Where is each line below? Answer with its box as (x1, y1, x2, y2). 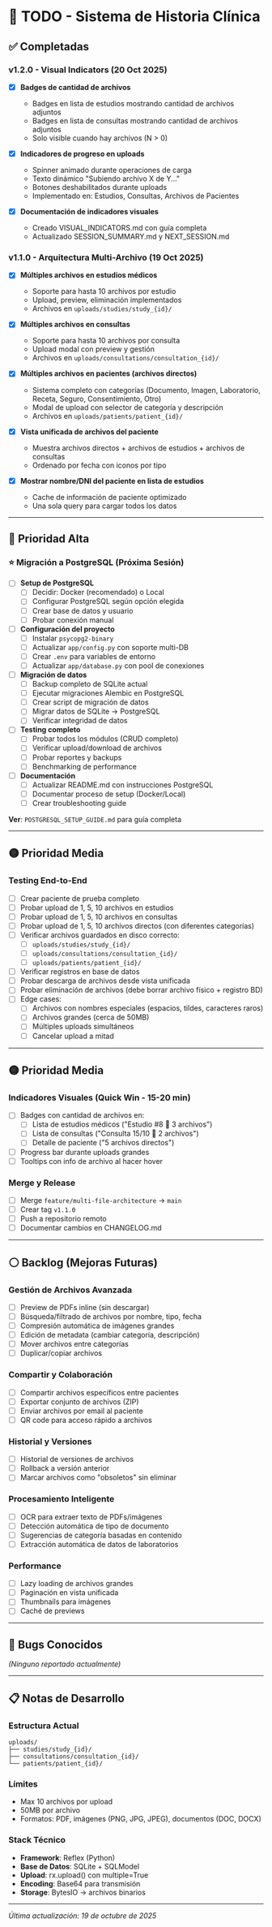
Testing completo (19, 725, 81, 735)
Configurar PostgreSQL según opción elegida (32, 597, 185, 606)
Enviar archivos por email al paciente (19, 1406, 143, 1416)
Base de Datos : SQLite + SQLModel (19, 1861, 140, 1871)
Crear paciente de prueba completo (19, 893, 140, 903)
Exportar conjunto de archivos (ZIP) (19, 1396, 139, 1407)
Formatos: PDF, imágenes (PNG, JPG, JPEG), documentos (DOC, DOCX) (19, 1814, 261, 1824)
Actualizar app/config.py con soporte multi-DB (32, 642, 189, 652)
